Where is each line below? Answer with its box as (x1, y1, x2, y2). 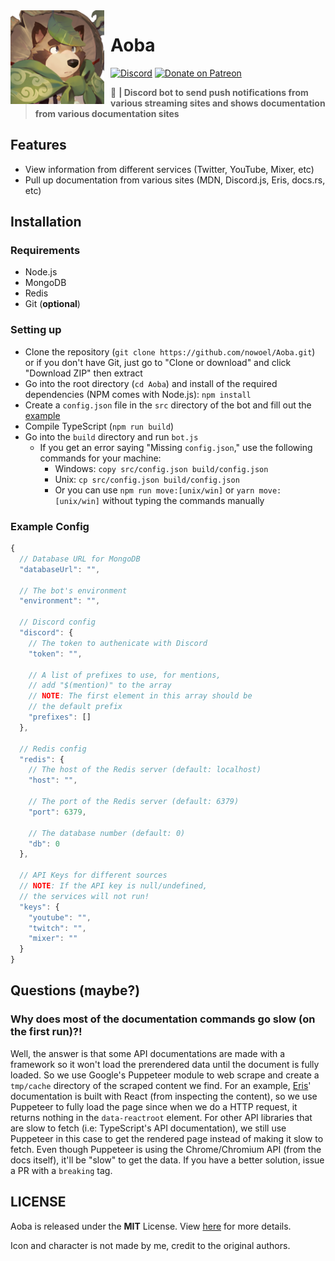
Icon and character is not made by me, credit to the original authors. (10, 1239, 291, 1251)
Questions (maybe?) (10, 982, 141, 999)
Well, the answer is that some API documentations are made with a (10, 1047, 286, 1059)
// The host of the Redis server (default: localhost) (28, 765, 262, 775)
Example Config (10, 519, 90, 533)
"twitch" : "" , (28, 923, 87, 933)
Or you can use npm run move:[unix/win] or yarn (54, 484, 255, 496)
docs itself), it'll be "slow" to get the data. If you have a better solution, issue (10, 1154, 325, 1166)
